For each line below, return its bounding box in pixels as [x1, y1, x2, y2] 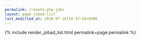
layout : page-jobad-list [4, 12, 56, 17]
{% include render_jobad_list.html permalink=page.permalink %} [4, 30, 137, 36]
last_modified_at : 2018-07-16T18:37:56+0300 [4, 16, 98, 21]
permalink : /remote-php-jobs [4, 7, 65, 12]
